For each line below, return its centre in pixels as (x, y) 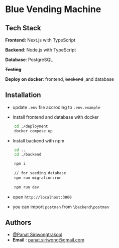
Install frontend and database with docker (55, 117)
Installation (23, 95)
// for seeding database (40, 173)
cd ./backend (28, 155)
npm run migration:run (38, 178)
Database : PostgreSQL (29, 60)
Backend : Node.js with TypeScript (41, 50)
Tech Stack (23, 28)
